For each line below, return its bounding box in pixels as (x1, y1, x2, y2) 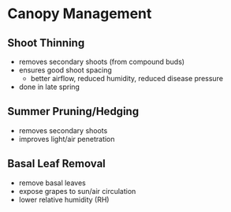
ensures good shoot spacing (18, 65, 112, 75)
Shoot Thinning (7, 36, 85, 50)
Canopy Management (7, 5, 152, 23)
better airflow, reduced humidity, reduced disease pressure (30, 74, 224, 83)
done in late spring (18, 82, 80, 91)
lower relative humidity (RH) (18, 195, 110, 204)
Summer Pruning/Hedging (7, 105, 140, 118)
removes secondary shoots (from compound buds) (18, 57, 185, 66)
